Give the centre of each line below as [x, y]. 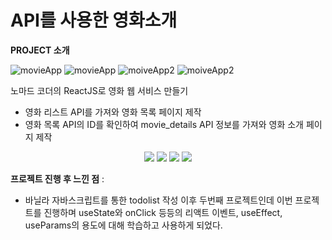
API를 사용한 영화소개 [94, 20]
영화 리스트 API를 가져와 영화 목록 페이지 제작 [113, 112]
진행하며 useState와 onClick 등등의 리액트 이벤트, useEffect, [163, 212]
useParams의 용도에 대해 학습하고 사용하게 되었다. [123, 225]
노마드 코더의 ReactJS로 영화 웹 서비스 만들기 [99, 90]
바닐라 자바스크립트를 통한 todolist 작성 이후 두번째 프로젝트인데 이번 [158, 200]
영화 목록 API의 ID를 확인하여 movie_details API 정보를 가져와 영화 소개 [164, 124]
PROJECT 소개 [40, 50]
